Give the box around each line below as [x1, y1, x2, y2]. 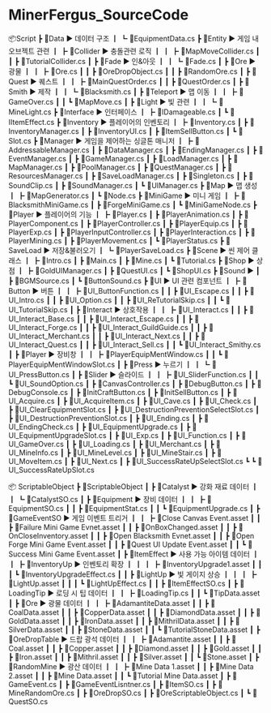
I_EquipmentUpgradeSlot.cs [8, 430, 107, 440]
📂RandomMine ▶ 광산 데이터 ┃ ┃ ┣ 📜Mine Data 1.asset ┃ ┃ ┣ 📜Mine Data [8, 661, 254, 671]
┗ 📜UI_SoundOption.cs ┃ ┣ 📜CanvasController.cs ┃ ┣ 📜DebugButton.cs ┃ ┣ [8, 379, 256, 389]
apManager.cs [8, 162, 63, 172]
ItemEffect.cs [8, 117, 55, 127]
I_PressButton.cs [8, 369, 70, 379]
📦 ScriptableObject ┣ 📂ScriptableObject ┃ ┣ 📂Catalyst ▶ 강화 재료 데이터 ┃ [8, 481, 259, 492]
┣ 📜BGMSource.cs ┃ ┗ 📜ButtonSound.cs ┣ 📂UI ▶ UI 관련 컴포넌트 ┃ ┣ [8, 276, 241, 286]
